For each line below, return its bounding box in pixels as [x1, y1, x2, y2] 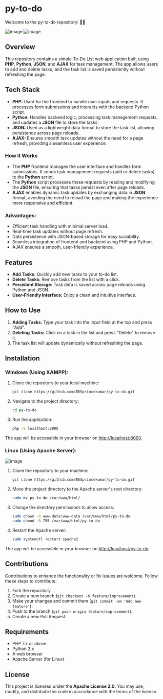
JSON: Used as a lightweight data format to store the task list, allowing [12, 124, 155, 130]
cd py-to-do [12, 408, 37, 413]
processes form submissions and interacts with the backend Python [12, 104, 149, 110]
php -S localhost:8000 [12, 426, 59, 431]
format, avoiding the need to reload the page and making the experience [12, 194, 158, 201]
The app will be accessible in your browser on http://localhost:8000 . [5, 435, 143, 441]
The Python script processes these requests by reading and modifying [12, 179, 155, 185]
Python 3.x [12, 646, 34, 652]
